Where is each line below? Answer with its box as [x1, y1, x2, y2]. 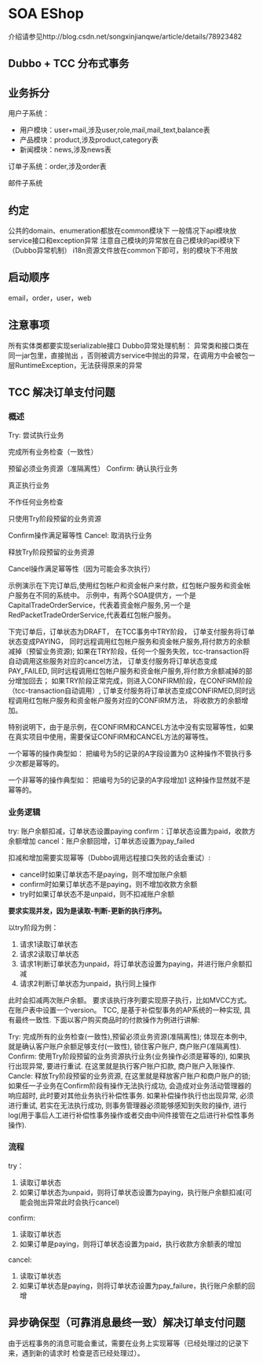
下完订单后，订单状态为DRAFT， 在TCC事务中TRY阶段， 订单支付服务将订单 [8, 627, 255, 637]
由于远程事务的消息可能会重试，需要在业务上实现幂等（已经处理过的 [8, 1338, 228, 1348]
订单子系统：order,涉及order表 [8, 162, 108, 171]
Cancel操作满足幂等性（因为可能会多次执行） [8, 564, 155, 574]
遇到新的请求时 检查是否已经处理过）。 [21, 1348, 144, 1357]
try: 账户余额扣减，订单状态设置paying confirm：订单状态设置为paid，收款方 [8, 826, 256, 836]
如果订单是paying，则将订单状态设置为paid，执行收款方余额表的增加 [19, 1239, 242, 1249]
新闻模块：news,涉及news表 [19, 145, 111, 154]
